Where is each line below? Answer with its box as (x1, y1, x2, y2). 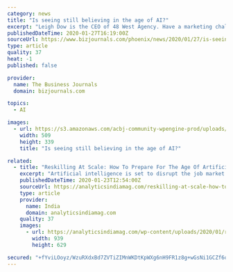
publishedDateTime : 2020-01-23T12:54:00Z (19, 177, 141, 184)
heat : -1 (7, 56, 33, 63)
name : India (25, 202, 60, 209)
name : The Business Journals (13, 81, 98, 88)
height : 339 (19, 138, 54, 145)
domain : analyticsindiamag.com (25, 209, 116, 216)
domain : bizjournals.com (13, 88, 85, 95)
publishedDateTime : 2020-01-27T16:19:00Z (7, 29, 129, 37)
